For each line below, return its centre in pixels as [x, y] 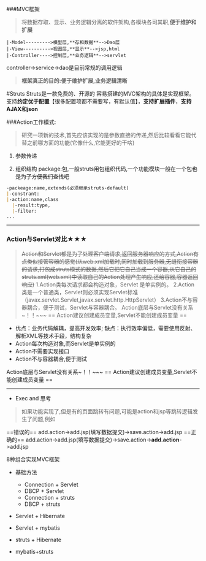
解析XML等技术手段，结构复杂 [53, 335]
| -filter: [24, 211]
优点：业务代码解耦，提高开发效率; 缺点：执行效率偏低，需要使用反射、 [105, 328]
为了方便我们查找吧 [45, 176]
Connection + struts [50, 497]
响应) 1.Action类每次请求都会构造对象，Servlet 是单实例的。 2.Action [108, 284]
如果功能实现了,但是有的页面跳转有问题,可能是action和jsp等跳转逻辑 [107, 411]
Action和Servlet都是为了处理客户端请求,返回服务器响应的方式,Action [107, 254]
